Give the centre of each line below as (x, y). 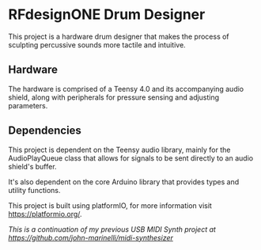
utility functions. (34, 190)
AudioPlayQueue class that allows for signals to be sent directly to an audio (131, 158)
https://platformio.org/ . (45, 214)
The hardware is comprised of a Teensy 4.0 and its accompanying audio (126, 89)
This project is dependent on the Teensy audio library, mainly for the (119, 150)
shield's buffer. (32, 166)
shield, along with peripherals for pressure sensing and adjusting (114, 97)
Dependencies (45, 131)
